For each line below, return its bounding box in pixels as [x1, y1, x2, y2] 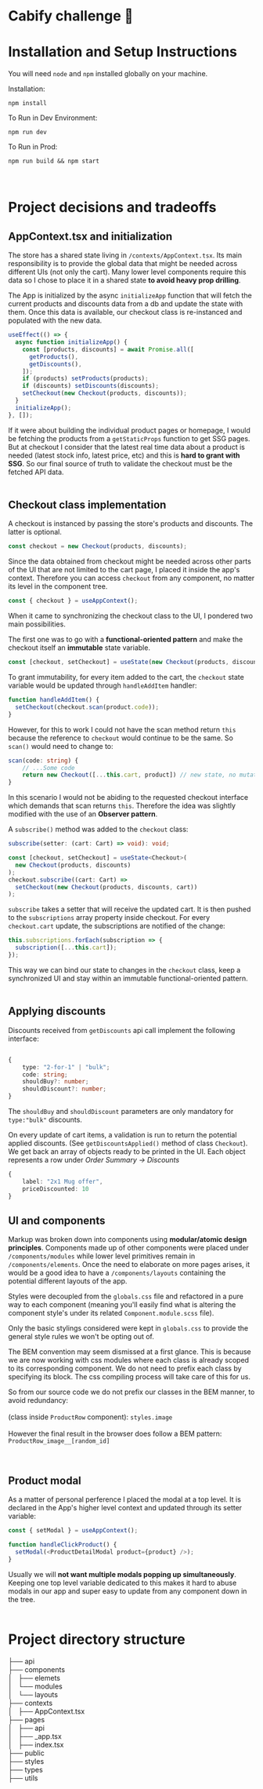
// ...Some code [22, 764, 76, 772]
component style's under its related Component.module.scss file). [8, 1309, 214, 1318]
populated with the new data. [8, 316, 103, 325]
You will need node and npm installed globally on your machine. [8, 69, 208, 78]
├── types [8, 1765, 43, 1774]
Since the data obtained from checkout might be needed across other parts [8, 557, 252, 566]
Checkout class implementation [8, 498, 167, 512]
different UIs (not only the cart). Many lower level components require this [8, 267, 247, 277]
